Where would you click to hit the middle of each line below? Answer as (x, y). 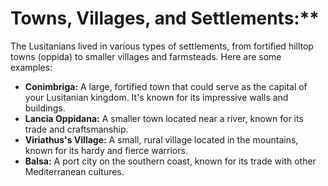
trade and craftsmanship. (76, 129)
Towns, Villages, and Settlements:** (165, 18)
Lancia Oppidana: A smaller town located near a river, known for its (164, 118)
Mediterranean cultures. (74, 171)
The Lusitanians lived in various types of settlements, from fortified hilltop (162, 46)
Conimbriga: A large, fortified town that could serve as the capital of (166, 86)
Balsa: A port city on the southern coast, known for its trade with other (170, 161)
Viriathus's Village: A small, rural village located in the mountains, (161, 139)
